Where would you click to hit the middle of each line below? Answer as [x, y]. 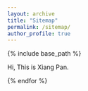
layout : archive [31, 14]
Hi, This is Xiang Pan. [38, 67]
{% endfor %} [27, 81]
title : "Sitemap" [33, 20]
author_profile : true [39, 34]
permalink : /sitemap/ [39, 27]
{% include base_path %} [44, 54]
